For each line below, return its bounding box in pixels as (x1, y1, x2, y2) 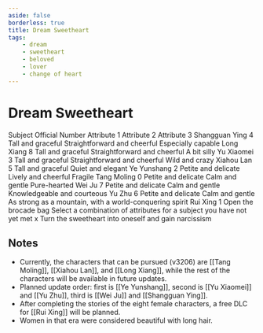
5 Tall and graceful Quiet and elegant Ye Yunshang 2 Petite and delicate (8, 163, 240, 173)
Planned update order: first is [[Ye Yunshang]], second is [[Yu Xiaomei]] (19, 283, 252, 292)
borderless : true (8, 19, 65, 27)
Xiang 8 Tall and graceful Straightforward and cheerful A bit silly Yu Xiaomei (8, 146, 254, 156)
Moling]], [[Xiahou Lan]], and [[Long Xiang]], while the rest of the (19, 265, 230, 276)
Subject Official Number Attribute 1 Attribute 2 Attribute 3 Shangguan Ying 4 (8, 130, 254, 139)
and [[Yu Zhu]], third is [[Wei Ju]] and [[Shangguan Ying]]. (19, 290, 208, 300)
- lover (22, 63, 47, 71)
